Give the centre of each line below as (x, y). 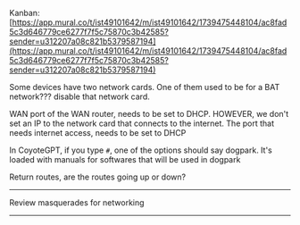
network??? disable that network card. (79, 96)
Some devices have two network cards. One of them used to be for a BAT (145, 87)
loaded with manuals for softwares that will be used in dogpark (125, 159)
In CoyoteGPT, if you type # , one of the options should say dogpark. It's (141, 150)
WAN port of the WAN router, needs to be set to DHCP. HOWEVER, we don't (149, 114)
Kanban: (25, 13)
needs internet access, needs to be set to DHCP (98, 133)
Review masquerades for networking (77, 203)
